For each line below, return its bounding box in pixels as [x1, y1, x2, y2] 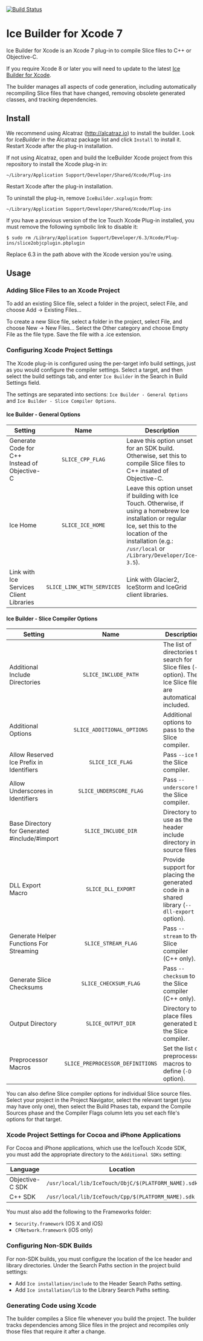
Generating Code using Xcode [6, 1301, 97, 1310]
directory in [163, 838, 196, 847]
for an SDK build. [126, 444, 175, 452]
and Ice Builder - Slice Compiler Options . [6, 397, 117, 404]
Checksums [9, 983, 43, 992]
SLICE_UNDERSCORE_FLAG [78, 788, 144, 794]
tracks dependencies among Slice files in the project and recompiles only [6, 1322, 189, 1329]
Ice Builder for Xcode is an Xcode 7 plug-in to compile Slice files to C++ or [6, 47, 192, 54]
